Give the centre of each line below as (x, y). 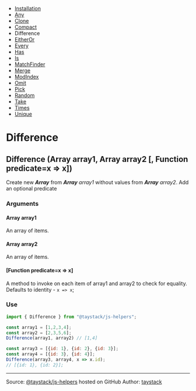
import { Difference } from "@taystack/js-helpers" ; (71, 317)
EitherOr (24, 39)
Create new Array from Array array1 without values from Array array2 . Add (97, 182)
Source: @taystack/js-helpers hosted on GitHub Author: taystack (84, 382)
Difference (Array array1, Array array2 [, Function (97, 159)
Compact (25, 27)
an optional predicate (32, 188)
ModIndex (27, 77)
